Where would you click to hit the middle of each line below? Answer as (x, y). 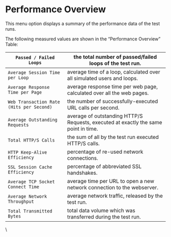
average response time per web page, (112, 86)
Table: (12, 44)
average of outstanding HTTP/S (105, 116)
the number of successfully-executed (112, 101)
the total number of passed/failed (115, 57)
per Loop (18, 77)
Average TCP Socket (31, 182)
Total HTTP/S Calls (31, 140)
